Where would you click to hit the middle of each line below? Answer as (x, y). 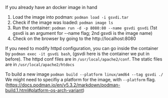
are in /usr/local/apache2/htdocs (40, 64)
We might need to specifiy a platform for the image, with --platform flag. (80, 80)
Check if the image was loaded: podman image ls (63, 22)
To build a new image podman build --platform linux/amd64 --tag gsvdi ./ (84, 74)
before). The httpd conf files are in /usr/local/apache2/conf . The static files (84, 59)
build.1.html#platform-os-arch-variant (44, 90)
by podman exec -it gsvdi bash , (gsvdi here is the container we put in (77, 54)
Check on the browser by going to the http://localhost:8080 (74, 38)
